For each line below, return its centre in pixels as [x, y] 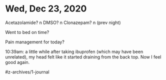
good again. [17, 62]
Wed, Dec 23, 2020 [46, 9]
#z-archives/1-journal [27, 72]
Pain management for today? [35, 42]
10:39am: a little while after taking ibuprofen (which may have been [74, 51]
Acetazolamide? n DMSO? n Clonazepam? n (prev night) [63, 22]
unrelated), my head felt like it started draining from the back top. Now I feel [83, 57]
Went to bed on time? [27, 32]
